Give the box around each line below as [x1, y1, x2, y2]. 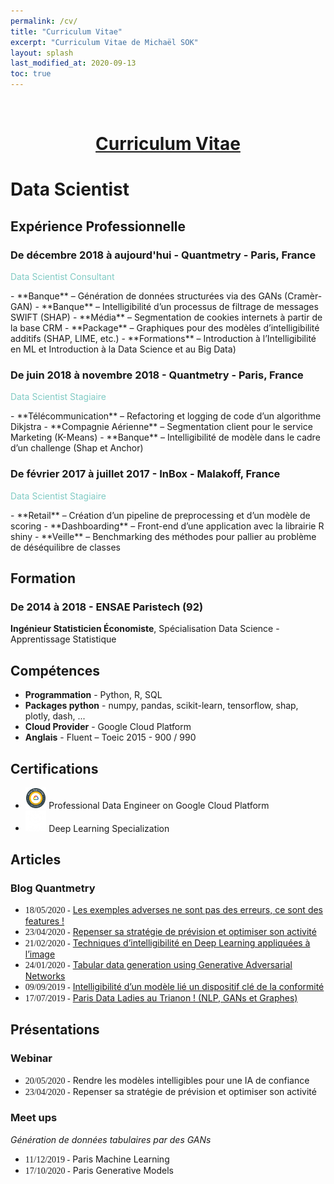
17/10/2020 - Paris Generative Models [24, 1164, 175, 1176]
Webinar [10, 1051, 53, 1065]
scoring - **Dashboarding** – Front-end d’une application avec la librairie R [10, 520, 325, 532]
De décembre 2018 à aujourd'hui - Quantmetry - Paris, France [10, 248, 317, 262]
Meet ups [10, 1111, 58, 1125]
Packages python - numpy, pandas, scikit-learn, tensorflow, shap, [24, 700, 299, 712]
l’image [24, 948, 56, 960]
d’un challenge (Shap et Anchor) [10, 442, 144, 454]
